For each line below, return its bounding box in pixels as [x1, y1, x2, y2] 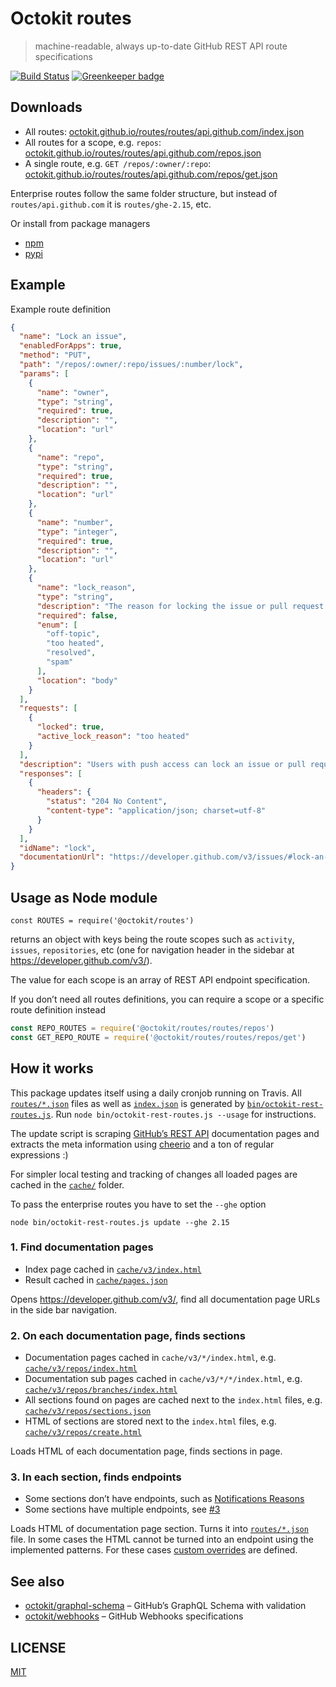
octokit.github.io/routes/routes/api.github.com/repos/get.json [24, 168, 278, 180]
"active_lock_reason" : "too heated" [36, 732, 190, 742]
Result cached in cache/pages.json [24, 1273, 168, 1286]
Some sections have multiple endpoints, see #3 [24, 1503, 221, 1516]
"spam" [46, 657, 74, 667]
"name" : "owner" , [36, 387, 110, 397]
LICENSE [10, 1639, 67, 1656]
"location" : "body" [36, 675, 118, 686]
